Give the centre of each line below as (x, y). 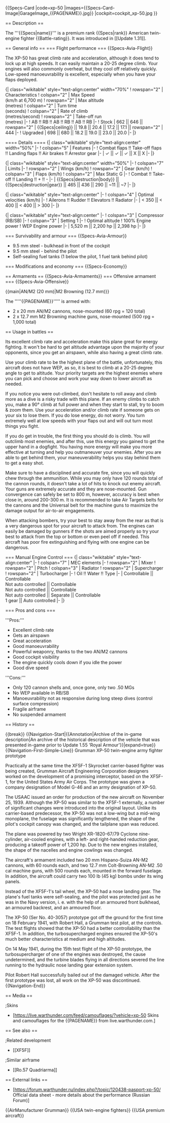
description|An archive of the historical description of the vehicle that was (82, 740)
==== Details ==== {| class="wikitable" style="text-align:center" (73, 143)
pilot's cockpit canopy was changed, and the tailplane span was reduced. (82, 824)
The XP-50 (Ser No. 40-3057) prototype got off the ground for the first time (84, 917)
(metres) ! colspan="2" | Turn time (41, 106)
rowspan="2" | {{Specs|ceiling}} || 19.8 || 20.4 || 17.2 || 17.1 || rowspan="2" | (84, 127)
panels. (13, 881)
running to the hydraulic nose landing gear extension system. (69, 965)
